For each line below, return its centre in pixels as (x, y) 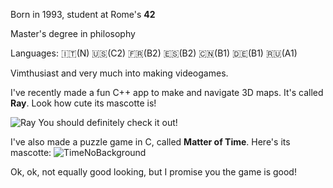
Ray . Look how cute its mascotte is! (83, 103)
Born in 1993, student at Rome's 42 (83, 14)
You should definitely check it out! (108, 122)
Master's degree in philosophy (73, 33)
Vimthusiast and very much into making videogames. (119, 73)
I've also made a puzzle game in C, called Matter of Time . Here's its (150, 142)
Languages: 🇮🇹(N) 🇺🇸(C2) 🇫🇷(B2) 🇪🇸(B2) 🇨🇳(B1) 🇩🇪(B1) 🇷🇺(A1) (154, 53)
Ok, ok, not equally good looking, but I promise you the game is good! (153, 172)
